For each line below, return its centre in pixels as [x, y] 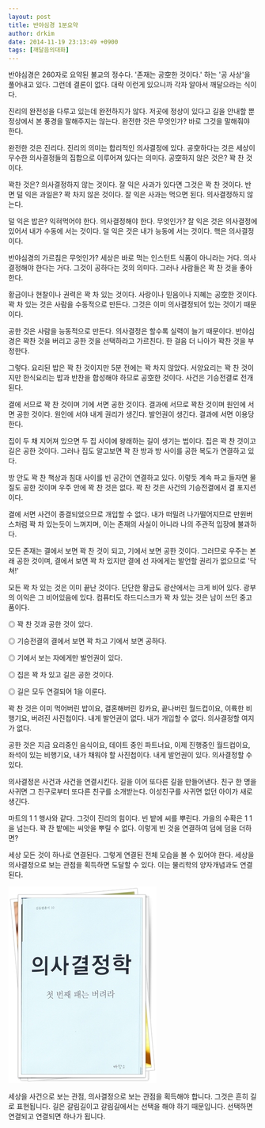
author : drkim [32, 33]
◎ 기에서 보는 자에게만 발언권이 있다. [65, 658]
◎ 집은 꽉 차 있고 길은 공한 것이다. [61, 675]
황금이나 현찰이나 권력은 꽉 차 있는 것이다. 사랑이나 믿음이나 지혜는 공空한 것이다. [133, 295]
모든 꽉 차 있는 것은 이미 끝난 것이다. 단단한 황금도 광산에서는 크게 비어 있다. [125, 588]
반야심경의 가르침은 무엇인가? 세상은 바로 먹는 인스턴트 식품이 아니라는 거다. [125, 258]
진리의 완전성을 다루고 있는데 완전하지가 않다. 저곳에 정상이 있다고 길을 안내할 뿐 [132, 112]
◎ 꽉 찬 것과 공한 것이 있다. [51, 624]
